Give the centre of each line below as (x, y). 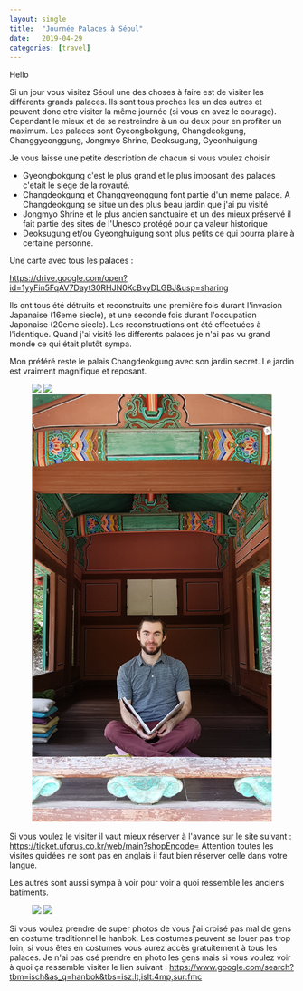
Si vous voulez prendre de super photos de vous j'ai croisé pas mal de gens (151, 928)
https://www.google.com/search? (231, 967)
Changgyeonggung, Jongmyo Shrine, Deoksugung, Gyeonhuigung (133, 141)
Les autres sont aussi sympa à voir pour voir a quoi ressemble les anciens (147, 883)
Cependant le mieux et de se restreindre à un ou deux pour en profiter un (146, 121)
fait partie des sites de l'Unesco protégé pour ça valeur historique (145, 224)
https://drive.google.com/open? (69, 278)
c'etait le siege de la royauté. (76, 185)
